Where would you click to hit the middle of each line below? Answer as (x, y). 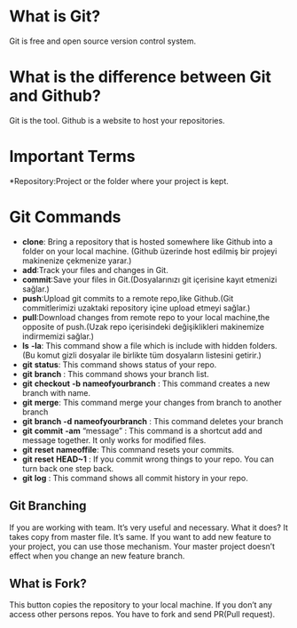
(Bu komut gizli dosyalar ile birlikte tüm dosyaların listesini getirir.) (141, 355)
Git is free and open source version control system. (103, 41)
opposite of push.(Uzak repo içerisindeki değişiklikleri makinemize (143, 326)
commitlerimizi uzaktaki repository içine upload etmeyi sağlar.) (136, 308)
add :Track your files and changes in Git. (95, 270)
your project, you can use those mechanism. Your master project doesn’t (142, 546)
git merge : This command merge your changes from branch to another (152, 402)
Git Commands (65, 217)
